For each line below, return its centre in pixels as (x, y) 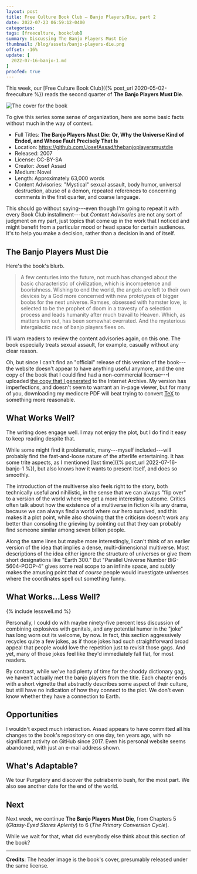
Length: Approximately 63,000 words (60, 178)
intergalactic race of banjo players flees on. (73, 327)
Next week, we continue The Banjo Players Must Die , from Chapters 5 (91, 819)
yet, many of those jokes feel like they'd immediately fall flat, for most (90, 653)
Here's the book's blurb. (35, 266)
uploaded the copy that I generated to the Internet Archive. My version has (96, 381)
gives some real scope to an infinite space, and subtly (110, 566)
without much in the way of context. (50, 123)
